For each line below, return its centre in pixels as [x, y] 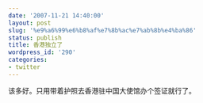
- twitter [25, 67]
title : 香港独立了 [36, 45]
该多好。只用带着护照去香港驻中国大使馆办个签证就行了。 [102, 90]
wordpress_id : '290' [42, 52]
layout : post [30, 23]
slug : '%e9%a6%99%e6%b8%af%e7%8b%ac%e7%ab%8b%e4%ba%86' [102, 30]
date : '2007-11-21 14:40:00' [56, 15]
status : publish [35, 38]
